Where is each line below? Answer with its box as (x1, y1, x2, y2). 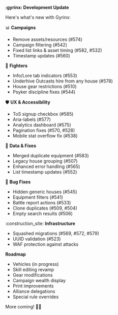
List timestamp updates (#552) (12, 169, 77, 175)
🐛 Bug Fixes (5, 179, 31, 185)
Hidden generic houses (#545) (12, 189, 77, 195)
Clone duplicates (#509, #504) (12, 205, 77, 211)
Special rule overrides (12, 294, 59, 300)
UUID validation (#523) (12, 236, 61, 242)
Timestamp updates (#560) (12, 53, 70, 58)
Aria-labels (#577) (12, 116, 51, 122)
